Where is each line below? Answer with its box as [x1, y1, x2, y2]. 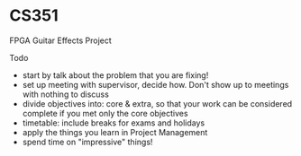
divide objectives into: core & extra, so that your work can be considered [22, 98, 293, 108]
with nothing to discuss [22, 89, 110, 100]
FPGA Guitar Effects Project [9, 35, 113, 46]
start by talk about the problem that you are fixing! [22, 69, 209, 81]
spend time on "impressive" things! [22, 136, 153, 147]
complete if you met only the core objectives [22, 108, 188, 118]
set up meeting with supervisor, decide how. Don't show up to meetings [22, 79, 289, 90]
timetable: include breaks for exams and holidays [22, 117, 205, 128]
